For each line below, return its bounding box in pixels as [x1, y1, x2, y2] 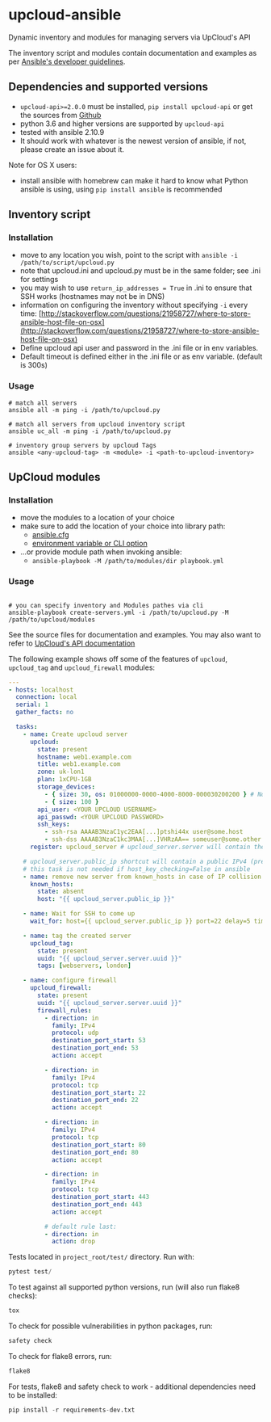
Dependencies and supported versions [8, 80, 208, 94]
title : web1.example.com [37, 760, 121, 768]
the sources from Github [19, 110, 102, 120]
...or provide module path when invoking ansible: [19, 547, 183, 557]
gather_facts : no [15, 709, 74, 717]
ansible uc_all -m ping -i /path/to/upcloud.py [8, 427, 172, 435]
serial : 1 [15, 700, 48, 709]
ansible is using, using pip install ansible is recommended [19, 184, 223, 194]
